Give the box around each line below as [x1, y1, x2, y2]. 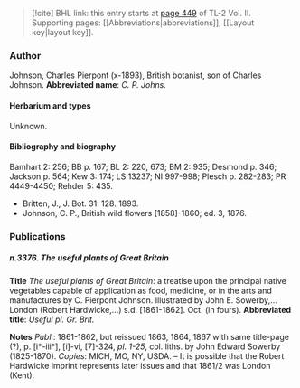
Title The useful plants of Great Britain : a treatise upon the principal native [9, 275, 287, 286]
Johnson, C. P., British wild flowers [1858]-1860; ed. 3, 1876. [22, 207, 247, 218]
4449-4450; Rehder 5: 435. [9, 180, 113, 191]
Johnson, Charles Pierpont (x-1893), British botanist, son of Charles [9, 70, 262, 80]
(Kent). [9, 370, 35, 381]
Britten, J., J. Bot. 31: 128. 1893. [22, 198, 139, 209]
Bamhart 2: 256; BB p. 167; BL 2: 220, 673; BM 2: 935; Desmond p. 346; [9, 161, 277, 172]
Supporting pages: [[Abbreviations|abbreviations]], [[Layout [31, 17, 255, 28]
